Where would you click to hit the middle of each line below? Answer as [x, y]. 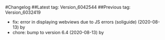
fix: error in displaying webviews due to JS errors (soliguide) [74, 22]
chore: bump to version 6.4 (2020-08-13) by [58, 32]
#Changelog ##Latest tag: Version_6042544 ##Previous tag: [68, 7]
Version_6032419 [23, 12]
